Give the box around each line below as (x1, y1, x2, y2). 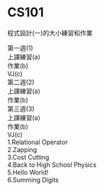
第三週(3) (7, 104, 35, 113)
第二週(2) (7, 77, 35, 86)
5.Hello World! (7, 168, 49, 176)
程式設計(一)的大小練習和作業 (7, 28, 93, 37)
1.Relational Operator (7, 138, 69, 146)
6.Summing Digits (7, 175, 59, 184)
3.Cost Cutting (7, 153, 50, 161)
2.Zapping (7, 145, 37, 153)
